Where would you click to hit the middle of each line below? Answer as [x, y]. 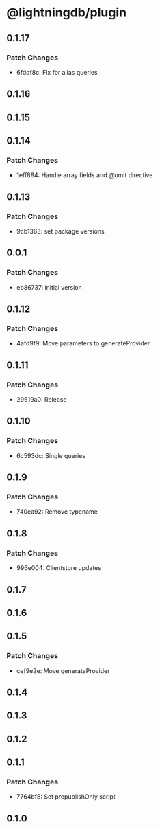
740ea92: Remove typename [57, 512]
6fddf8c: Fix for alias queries [57, 72]
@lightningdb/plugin [67, 13]
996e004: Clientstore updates [59, 568]
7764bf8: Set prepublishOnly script [66, 797]
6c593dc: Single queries [51, 455]
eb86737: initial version [49, 287]
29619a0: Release [41, 400]
